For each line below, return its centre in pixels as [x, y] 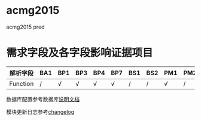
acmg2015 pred [25, 27]
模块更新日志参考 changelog [40, 111]
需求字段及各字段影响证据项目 [80, 53]
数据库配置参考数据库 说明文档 [43, 99]
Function [22, 83]
